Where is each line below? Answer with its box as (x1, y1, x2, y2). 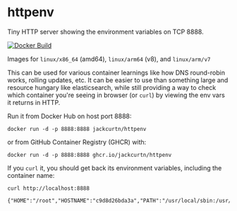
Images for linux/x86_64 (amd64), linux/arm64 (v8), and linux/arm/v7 (7, 54, 211, 63)
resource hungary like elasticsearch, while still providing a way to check (7, 83, 217, 91)
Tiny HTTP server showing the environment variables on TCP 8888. (7, 27, 204, 36)
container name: (7, 171, 55, 179)
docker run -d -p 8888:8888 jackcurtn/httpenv (7, 125, 147, 132)
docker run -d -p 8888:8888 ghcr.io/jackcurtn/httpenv (7, 151, 172, 158)
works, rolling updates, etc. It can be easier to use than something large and (7, 75, 229, 84)
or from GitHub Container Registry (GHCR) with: (7, 138, 147, 146)
